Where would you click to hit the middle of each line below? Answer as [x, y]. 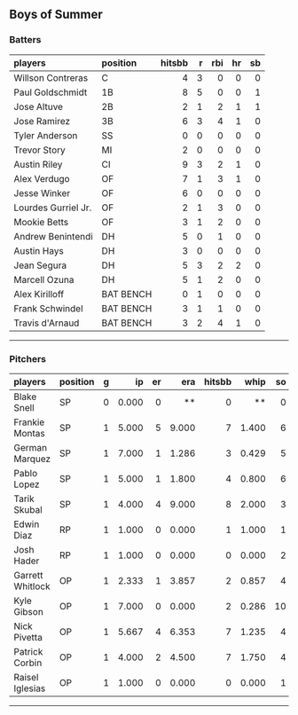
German [30, 447]
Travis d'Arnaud [47, 323]
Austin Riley [38, 164]
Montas [30, 433]
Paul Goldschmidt [51, 92]
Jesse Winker [42, 192]
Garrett [28, 575]
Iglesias [30, 688]
